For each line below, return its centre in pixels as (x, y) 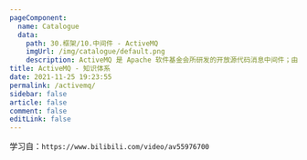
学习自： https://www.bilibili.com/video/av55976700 (110, 146)
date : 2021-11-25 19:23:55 (61, 77)
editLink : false (40, 119)
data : (28, 35)
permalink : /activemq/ (53, 85)
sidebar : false (38, 94)
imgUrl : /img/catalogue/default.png (96, 52)
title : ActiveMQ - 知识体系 (60, 69)
